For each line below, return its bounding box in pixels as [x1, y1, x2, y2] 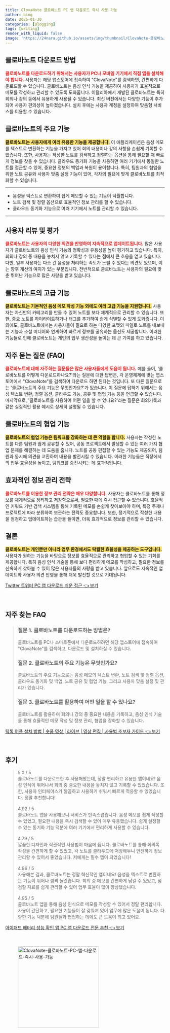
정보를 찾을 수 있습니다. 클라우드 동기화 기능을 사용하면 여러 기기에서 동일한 [10, 158, 159, 164]
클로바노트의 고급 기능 [5, 289, 70, 297]
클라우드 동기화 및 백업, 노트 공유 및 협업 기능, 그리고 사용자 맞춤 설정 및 [17, 678, 159, 684]
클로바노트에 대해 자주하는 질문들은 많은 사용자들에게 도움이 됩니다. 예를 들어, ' [5, 365, 159, 371]
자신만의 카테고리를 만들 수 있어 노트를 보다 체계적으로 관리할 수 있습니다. [14, 309, 159, 316]
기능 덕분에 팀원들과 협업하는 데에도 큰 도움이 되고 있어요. [27, 914, 141, 920]
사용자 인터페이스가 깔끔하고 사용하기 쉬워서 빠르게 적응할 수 [24, 788, 143, 795]
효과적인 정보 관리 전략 [5, 476, 72, 485]
